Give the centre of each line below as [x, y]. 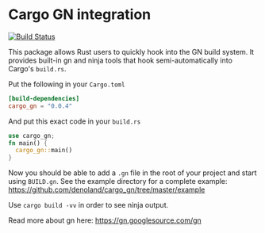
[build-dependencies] [44, 98]
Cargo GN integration [80, 15]
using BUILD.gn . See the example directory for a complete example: [118, 181]
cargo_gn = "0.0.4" [40, 106]
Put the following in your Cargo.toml [67, 84]
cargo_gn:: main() [44, 151]
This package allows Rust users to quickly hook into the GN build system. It [131, 52]
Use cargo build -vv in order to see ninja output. [88, 205]
